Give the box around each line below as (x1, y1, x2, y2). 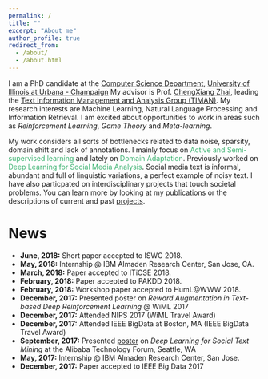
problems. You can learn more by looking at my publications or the (8, 187, 228, 197)
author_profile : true (8, 34, 81, 42)
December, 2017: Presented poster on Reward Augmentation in (19, 293, 230, 303)
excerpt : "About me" (8, 26, 78, 34)
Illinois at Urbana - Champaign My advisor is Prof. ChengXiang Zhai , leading (8, 87, 259, 96)
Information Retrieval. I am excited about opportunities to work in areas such (8, 112, 260, 122)
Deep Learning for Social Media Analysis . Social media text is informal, (8, 162, 242, 171)
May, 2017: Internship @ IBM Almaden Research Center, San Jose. (19, 353, 240, 362)
